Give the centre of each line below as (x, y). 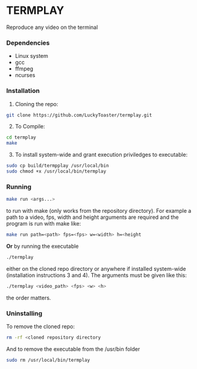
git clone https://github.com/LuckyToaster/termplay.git (79, 115)
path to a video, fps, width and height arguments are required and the (92, 217)
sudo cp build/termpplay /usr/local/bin (58, 166)
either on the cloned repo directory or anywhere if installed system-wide (96, 268)
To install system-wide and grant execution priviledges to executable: (101, 155)
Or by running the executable (43, 246)
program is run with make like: (44, 224)
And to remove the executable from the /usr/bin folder (73, 349)
